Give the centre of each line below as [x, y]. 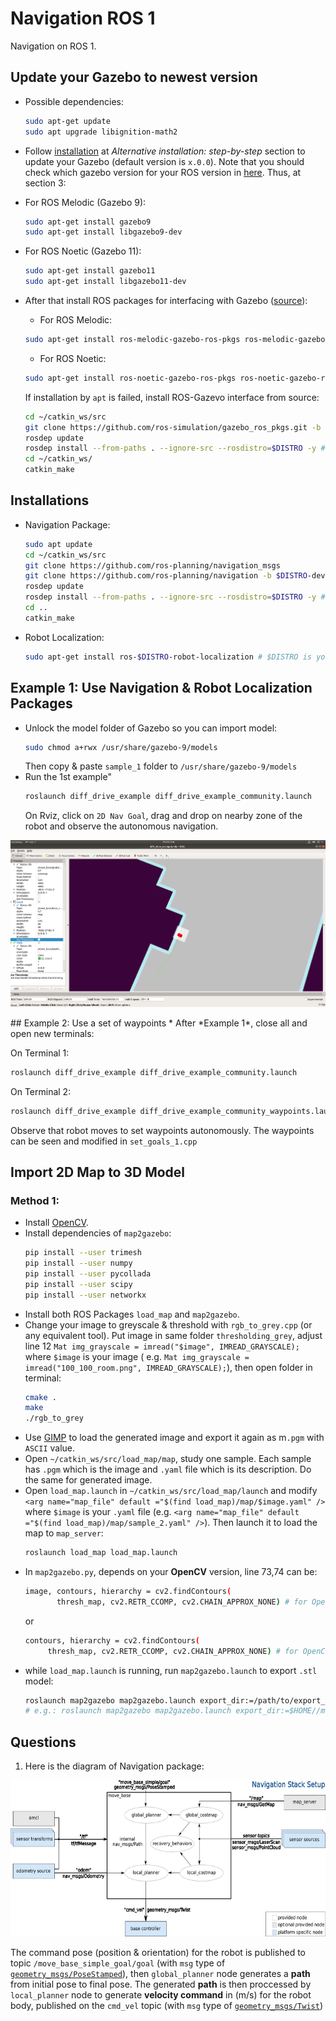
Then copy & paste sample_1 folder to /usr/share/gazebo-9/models [161, 766]
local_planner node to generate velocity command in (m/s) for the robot [161, 1995]
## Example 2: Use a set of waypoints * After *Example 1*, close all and [159, 1023]
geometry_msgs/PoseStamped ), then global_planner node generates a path [160, 1974]
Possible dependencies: [74, 101]
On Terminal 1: [40, 1053]
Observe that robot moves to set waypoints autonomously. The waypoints [162, 1130]
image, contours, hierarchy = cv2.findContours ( [128, 1592]
